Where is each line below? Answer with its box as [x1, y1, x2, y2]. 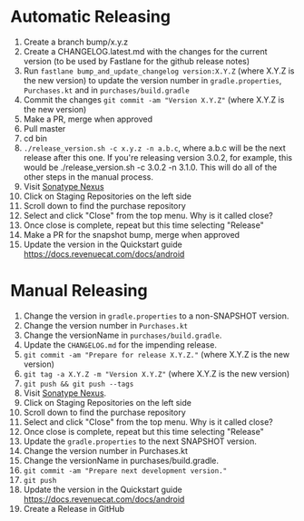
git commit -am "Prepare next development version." [23, 466, 228, 476]
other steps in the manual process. [23, 171, 153, 182]
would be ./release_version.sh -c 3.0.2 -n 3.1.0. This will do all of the [23, 162, 278, 172]
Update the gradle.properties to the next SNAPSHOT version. [23, 436, 257, 447]
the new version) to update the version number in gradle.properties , [23, 74, 282, 85]
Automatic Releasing [10, 6, 172, 27]
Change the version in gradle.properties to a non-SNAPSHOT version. [23, 310, 289, 321]
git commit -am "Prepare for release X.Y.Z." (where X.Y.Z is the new [23, 349, 289, 359]
